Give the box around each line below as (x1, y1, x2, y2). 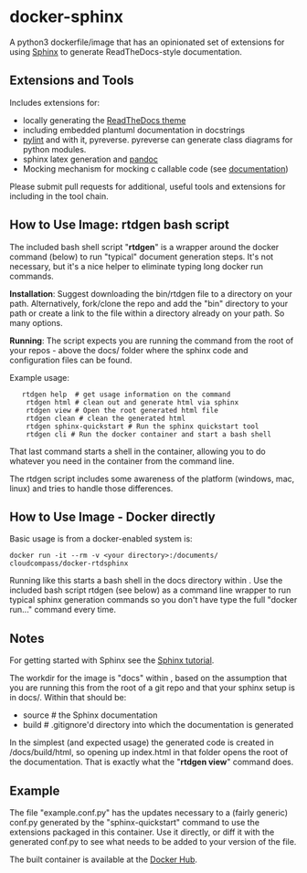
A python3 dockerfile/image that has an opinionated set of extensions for (9, 37, 285, 47)
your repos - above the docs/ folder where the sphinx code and (9, 344, 249, 355)
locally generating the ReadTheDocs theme (22, 114, 186, 125)
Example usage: (9, 372, 70, 383)
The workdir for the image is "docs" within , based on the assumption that (9, 673, 288, 684)
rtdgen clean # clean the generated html (26, 414, 185, 423)
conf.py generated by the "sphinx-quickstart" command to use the (9, 817, 260, 827)
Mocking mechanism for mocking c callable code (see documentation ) (22, 163, 290, 174)
